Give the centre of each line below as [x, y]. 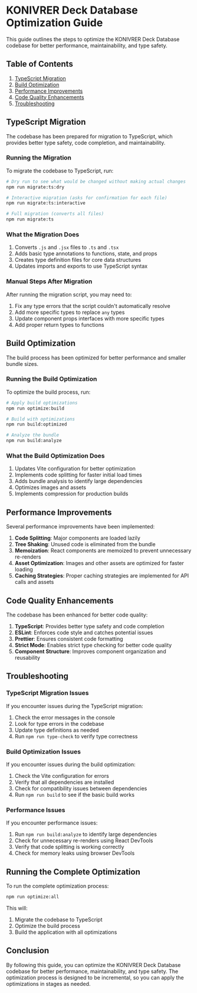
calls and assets [34, 582]
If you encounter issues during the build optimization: [71, 764]
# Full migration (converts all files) [55, 214]
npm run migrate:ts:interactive [46, 203]
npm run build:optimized [37, 424]
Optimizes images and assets [50, 488]
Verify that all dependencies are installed [64, 782]
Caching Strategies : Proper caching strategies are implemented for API [102, 576]
